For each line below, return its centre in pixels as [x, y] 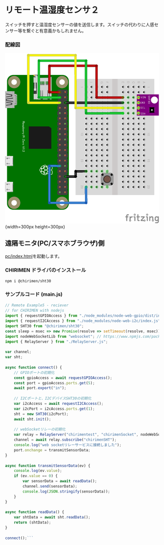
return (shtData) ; [32, 522]
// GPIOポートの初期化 [34, 372]
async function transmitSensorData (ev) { [48, 466]
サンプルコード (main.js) [34, 294]
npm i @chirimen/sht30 [28, 281]
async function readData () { [35, 512]
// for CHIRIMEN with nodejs [35, 311]
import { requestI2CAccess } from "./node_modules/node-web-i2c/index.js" [83, 321]
